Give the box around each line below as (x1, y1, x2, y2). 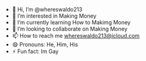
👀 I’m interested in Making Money (12, 12, 97, 20)
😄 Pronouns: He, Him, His (12, 41, 78, 48)
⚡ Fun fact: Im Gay (12, 48, 59, 55)
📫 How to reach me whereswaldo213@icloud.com (12, 32, 140, 39)
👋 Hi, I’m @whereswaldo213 (12, 6, 82, 13)
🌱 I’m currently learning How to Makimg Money (12, 19, 131, 26)
